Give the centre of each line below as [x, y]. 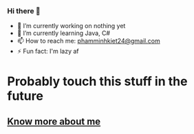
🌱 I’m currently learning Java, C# [64, 33]
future [25, 96]
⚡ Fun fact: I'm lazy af [48, 52]
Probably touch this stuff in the [97, 81]
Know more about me [54, 121]
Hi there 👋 [24, 11]
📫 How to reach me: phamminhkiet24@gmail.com [88, 41]
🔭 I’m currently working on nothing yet [71, 26]
